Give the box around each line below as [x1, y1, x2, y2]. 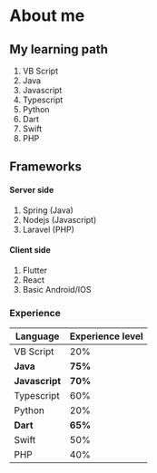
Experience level [69, 330, 143, 343]
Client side [9, 245, 52, 256]
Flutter [22, 265, 48, 275]
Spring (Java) [22, 205, 74, 216]
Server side [9, 184, 54, 195]
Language [15, 330, 60, 343]
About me [9, 5, 85, 26]
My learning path [9, 42, 109, 57]
